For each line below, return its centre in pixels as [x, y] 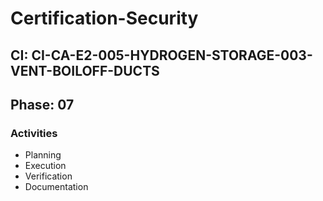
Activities [34, 133]
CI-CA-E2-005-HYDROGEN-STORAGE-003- [172, 55]
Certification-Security [104, 18]
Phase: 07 [42, 104]
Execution [45, 166]
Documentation [56, 187]
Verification [48, 176]
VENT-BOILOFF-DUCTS [85, 70]
